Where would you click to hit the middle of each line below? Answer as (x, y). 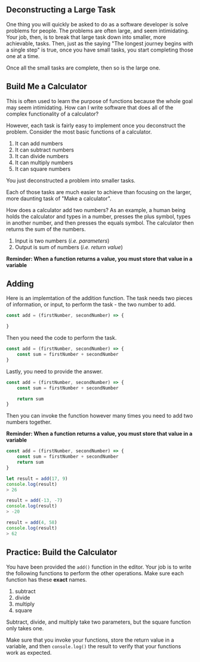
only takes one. (25, 628)
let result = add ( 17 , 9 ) (37, 479)
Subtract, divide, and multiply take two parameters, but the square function (99, 622)
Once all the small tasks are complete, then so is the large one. (83, 68)
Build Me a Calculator (47, 87)
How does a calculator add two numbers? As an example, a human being (96, 210)
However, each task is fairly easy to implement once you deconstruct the (96, 125)
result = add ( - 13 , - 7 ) (34, 501)
